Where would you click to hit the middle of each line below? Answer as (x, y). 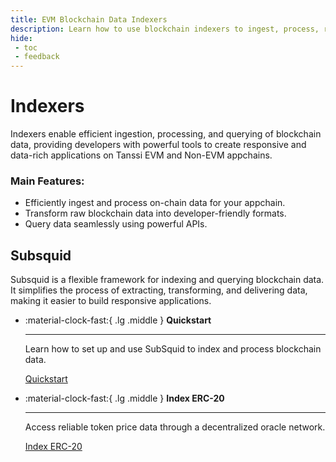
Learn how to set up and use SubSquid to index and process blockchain (173, 349)
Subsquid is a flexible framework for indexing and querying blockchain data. (167, 280)
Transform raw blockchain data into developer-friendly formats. (155, 213)
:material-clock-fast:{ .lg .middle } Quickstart (118, 320)
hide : (21, 38)
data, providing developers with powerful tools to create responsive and (158, 145)
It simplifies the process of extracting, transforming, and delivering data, (159, 290)
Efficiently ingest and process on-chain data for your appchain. (155, 203)
